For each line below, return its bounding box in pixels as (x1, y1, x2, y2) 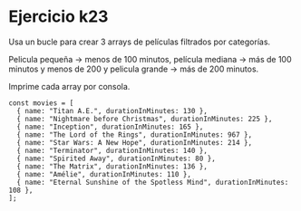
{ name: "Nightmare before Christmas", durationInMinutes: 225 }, (16, 114, 273, 123)
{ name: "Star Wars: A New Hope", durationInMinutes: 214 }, (16, 138, 253, 147)
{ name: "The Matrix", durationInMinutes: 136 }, (16, 161, 208, 171)
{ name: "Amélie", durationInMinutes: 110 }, (16, 169, 192, 178)
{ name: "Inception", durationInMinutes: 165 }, (16, 122, 204, 131)
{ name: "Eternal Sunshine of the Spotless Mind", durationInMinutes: (16, 177, 289, 187)
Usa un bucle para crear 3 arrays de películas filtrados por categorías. (8, 36, 271, 47)
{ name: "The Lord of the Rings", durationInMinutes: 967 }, (16, 129, 253, 139)
